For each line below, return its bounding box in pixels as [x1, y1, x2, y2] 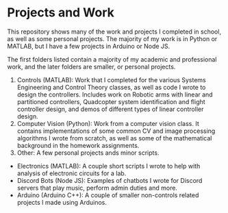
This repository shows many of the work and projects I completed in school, [7, 27, 221, 36]
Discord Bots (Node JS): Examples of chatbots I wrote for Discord [16, 176, 203, 184]
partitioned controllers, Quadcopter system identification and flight [16, 97, 205, 105]
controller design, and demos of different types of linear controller [16, 105, 204, 113]
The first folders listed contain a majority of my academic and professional [7, 55, 217, 63]
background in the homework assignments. [16, 141, 140, 149]
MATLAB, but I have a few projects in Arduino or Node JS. [7, 42, 170, 50]
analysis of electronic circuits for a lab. [16, 169, 127, 177]
